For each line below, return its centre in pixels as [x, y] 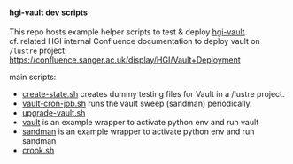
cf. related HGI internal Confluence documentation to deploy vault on [135, 41]
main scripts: [33, 77]
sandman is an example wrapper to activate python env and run [138, 131]
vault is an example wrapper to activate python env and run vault [140, 123]
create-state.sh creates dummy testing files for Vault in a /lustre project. [153, 94]
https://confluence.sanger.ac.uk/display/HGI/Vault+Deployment [125, 60]
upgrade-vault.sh [54, 113]
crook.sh [38, 151]
